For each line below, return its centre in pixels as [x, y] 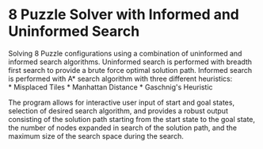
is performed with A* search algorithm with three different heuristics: [120, 78]
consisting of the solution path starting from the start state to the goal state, [132, 119]
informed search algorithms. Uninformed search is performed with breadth [130, 62]
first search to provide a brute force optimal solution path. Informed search [130, 70]
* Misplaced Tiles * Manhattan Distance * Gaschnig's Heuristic [111, 87]
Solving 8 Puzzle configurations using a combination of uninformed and [125, 53]
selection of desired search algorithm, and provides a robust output [118, 111]
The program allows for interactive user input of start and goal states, [122, 102]
